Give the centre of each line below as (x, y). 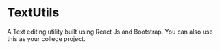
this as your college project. (46, 38)
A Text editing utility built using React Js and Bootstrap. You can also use (110, 32)
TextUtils (33, 13)
